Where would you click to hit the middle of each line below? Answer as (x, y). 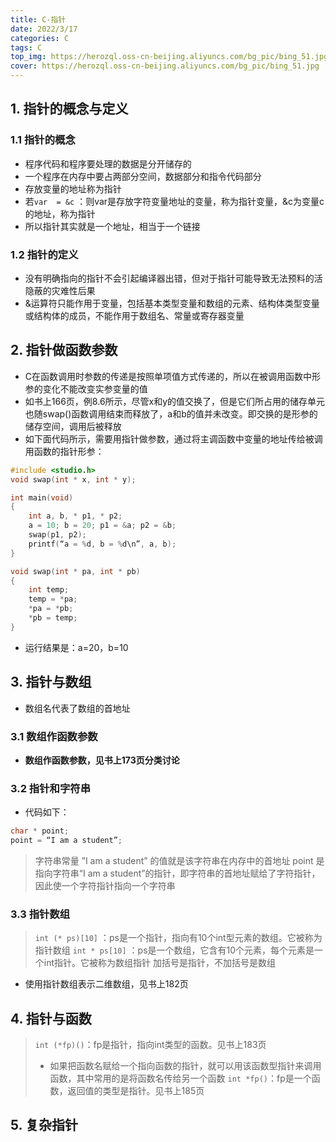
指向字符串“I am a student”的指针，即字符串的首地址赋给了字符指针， (177, 873)
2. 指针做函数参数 (64, 350)
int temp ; (49, 590)
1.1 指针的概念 (43, 140)
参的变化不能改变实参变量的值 (86, 388)
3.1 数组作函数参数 (54, 736)
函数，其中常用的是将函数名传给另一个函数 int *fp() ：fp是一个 (180, 1078)
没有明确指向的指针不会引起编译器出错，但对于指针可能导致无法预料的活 (173, 278)
